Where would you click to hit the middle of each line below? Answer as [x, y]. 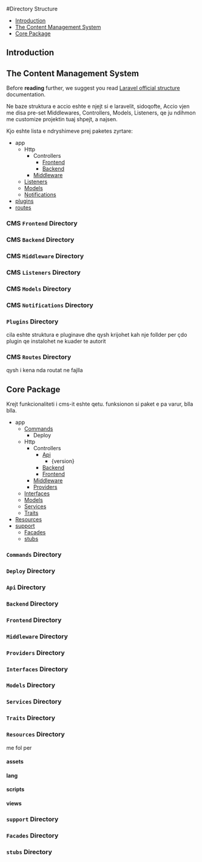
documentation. [26, 94]
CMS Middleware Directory [45, 256]
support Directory [32, 819]
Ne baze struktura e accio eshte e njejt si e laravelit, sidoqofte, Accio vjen [98, 107]
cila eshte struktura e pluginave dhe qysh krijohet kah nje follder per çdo [97, 335]
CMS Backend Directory [40, 240]
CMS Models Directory [39, 289]
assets [15, 761]
